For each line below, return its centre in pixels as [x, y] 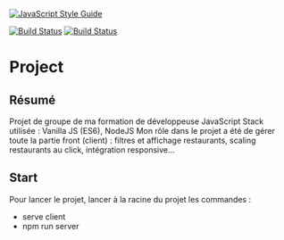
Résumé [33, 99]
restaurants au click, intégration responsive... [92, 150]
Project [37, 67]
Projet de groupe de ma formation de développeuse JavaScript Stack [137, 121]
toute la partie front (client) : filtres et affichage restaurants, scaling [133, 140]
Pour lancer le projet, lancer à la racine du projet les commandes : [130, 199]
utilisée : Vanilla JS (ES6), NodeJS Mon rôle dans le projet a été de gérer [142, 131]
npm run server [50, 226]
